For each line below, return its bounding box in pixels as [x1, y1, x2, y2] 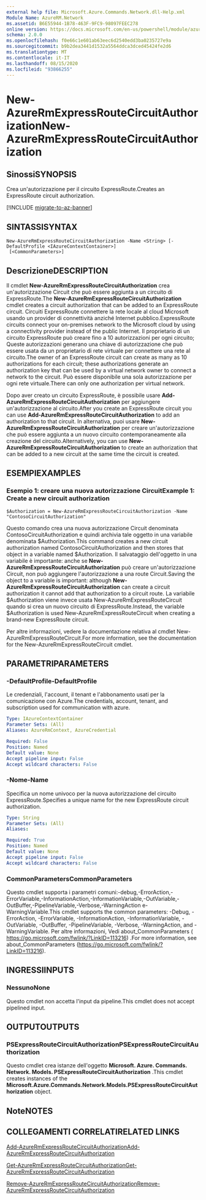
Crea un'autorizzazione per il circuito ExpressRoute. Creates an [6, 186, 165, 193]
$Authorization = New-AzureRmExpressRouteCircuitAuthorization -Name [6, 508, 188, 514]
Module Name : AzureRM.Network [6, 15, 84, 21]
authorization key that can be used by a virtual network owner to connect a [6, 367, 196, 374]
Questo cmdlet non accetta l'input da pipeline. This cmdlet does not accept [6, 997, 195, 1005]
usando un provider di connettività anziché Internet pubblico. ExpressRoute [6, 315, 195, 321]
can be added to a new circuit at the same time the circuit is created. [6, 450, 180, 458]
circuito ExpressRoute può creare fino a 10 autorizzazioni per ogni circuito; [6, 334, 195, 341]
